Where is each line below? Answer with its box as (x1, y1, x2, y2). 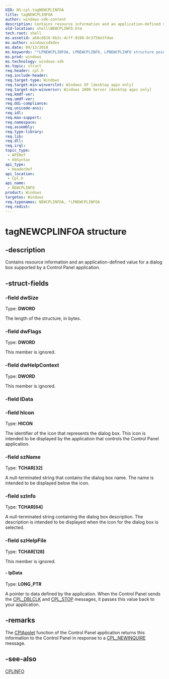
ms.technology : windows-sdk (5, 59, 64, 64)
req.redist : (5, 204, 30, 209)
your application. (5, 601, 40, 607)
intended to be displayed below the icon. (5, 480, 90, 486)
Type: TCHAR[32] (5, 465, 43, 471)
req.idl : (5, 110, 24, 116)
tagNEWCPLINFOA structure (5, 226, 127, 237)
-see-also (5, 655, 37, 663)
